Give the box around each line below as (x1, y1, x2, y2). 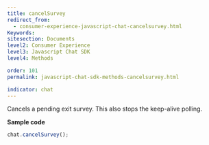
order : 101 (7, 67, 38, 74)
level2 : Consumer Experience (7, 42, 90, 49)
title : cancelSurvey (7, 10, 66, 17)
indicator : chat (7, 86, 53, 93)
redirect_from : (7, 16, 51, 23)
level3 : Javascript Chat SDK (7, 49, 90, 56)
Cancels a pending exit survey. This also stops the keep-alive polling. (7, 104, 203, 113)
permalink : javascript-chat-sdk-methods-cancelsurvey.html (7, 74, 180, 80)
